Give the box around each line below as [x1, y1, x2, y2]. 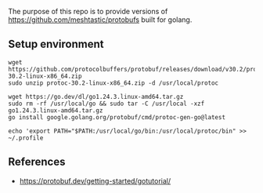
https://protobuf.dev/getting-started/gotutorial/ [19, 176, 171, 185]
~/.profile [8, 133, 44, 142]
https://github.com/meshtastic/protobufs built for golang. [8, 15, 193, 24]
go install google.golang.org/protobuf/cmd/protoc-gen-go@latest [8, 113, 225, 121]
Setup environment [8, 38, 104, 51]
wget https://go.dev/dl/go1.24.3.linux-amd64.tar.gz [8, 93, 184, 100]
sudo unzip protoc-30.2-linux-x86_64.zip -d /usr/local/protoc [8, 78, 219, 87]
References [8, 155, 66, 169]
